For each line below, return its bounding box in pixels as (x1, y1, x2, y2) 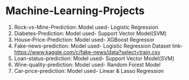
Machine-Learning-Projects (5, 4, 145, 18)
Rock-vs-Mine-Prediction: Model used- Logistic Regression (14, 24, 158, 31)
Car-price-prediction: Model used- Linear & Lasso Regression (14, 67, 164, 74)
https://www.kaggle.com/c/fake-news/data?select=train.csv (14, 48, 161, 55)
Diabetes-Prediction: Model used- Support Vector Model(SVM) (14, 29, 167, 36)
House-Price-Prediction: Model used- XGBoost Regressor (14, 36, 155, 43)
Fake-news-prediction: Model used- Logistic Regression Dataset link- (14, 42, 183, 49)
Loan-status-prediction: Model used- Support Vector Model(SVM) (14, 55, 175, 62)
